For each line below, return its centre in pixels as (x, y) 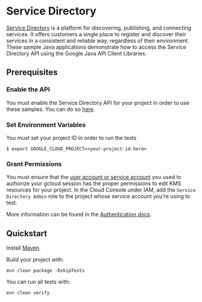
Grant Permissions (34, 164)
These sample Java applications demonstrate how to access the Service (96, 47)
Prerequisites (32, 73)
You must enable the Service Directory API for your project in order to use (98, 102)
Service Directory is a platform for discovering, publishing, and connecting (99, 28)
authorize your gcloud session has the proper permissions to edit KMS (94, 184)
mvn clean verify (28, 293)
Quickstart (27, 233)
